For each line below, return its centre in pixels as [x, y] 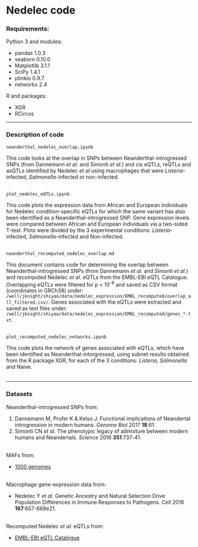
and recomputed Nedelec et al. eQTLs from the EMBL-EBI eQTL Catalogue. [97, 277]
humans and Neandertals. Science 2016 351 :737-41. [78, 437]
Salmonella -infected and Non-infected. [76, 236]
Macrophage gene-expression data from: [56, 484]
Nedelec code [41, 10]
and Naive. [19, 367]
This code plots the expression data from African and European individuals [97, 205]
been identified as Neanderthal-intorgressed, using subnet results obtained [98, 354]
